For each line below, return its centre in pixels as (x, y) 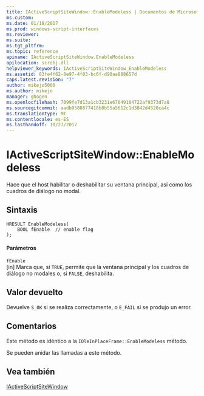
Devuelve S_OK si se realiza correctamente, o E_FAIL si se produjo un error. (99, 307)
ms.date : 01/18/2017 (32, 23)
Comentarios (32, 326)
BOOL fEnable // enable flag (56, 229)
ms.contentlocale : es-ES (38, 119)
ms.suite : (19, 40)
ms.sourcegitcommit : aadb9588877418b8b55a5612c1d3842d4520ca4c (88, 108)
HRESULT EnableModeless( (38, 224)
